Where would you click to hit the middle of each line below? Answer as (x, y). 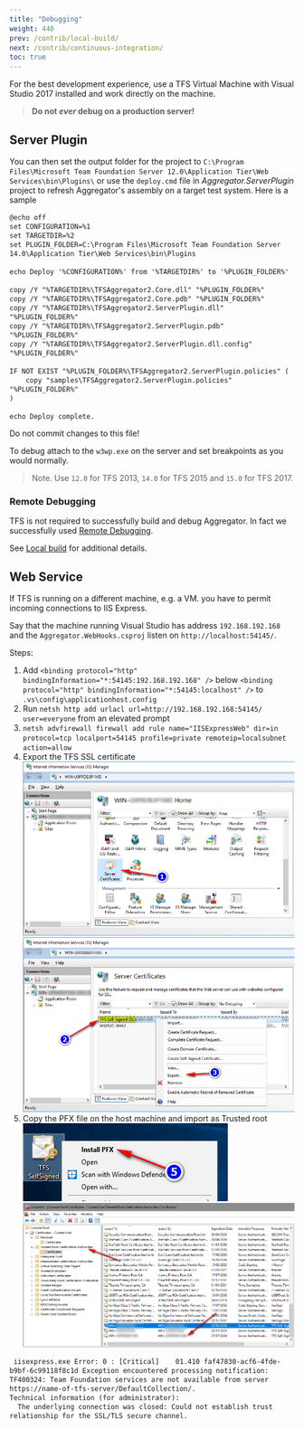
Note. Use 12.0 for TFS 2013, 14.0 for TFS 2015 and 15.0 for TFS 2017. (162, 478)
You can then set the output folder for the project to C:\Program (127, 161)
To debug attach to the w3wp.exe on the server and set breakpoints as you (147, 450)
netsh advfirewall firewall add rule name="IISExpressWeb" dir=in (150, 729)
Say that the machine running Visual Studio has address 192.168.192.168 (145, 626)
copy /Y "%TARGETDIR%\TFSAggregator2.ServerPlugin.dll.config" (131, 344)
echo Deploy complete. (52, 416)
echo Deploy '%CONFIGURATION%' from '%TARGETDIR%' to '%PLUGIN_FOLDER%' (149, 271)
